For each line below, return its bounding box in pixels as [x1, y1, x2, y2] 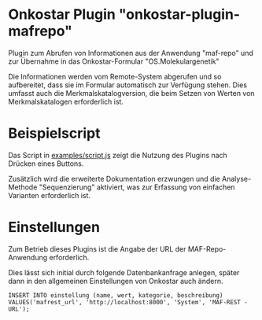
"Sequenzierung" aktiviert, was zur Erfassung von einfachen [39, 182, 235, 192]
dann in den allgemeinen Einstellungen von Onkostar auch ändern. [8, 276, 223, 285]
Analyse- [221, 174, 252, 183]
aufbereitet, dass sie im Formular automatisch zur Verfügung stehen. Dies [8, 80, 248, 90]
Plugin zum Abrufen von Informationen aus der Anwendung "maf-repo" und [8, 48, 253, 57]
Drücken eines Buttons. [8, 159, 84, 168]
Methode [8, 182, 38, 192]
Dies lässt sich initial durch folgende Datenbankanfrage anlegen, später [8, 267, 240, 277]
